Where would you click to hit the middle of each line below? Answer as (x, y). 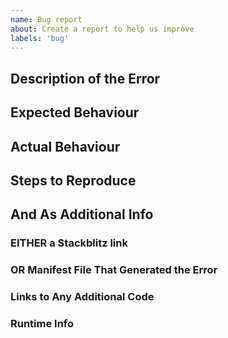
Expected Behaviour (75, 112)
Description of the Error (85, 78)
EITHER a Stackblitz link (69, 243)
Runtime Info (42, 324)
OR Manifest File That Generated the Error (114, 270)
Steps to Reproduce (73, 180)
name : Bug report (46, 19)
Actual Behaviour (65, 146)
